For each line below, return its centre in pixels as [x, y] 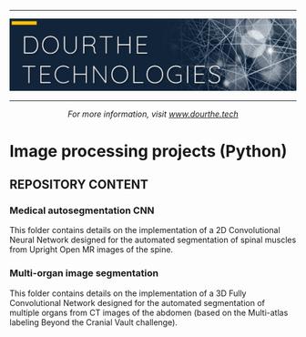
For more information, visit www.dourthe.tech [153, 114]
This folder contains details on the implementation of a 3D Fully [128, 293]
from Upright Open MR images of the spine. [92, 250]
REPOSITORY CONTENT [79, 184]
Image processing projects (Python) [148, 151]
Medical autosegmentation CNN [82, 210]
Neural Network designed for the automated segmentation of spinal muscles [153, 240]
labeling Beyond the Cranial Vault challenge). [93, 322]
